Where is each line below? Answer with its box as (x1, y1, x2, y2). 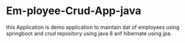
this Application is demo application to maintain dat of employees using (6, 24, 180, 31)
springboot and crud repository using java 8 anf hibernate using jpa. (6, 29, 173, 37)
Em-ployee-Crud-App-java (6, 4, 142, 18)
